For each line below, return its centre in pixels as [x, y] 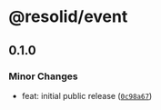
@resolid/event [68, 17]
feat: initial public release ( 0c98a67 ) [87, 95]
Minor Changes [43, 76]
